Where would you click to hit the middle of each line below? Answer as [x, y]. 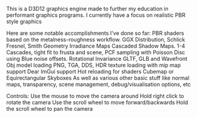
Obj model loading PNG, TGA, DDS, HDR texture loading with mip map [94, 65]
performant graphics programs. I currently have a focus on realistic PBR [96, 15]
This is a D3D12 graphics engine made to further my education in [87, 9]
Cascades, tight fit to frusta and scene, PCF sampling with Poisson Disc [96, 52]
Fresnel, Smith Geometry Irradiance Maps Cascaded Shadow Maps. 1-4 [96, 46]
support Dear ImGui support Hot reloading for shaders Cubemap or [90, 71]
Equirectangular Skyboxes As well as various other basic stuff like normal [98, 78]
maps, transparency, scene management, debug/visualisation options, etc [98, 84]
